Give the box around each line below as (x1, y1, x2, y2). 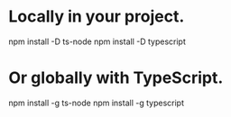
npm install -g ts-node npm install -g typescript (8, 97, 184, 108)
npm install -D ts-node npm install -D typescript (8, 36, 187, 47)
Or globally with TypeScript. (8, 67, 224, 88)
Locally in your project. (8, 6, 185, 27)
